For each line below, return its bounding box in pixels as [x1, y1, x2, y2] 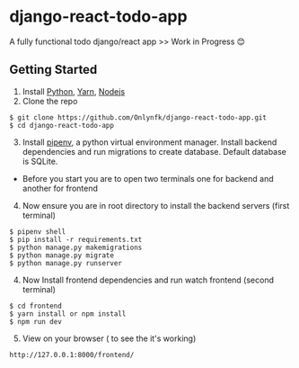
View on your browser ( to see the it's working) [22, 333, 197, 344]
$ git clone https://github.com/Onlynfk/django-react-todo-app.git [9, 112, 268, 122]
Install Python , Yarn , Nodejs [22, 85, 126, 96]
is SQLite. [22, 156, 58, 166]
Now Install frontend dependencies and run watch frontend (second [22, 274, 274, 285]
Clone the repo [22, 95, 78, 106]
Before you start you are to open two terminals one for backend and [22, 173, 274, 184]
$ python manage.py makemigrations [9, 243, 143, 252]
